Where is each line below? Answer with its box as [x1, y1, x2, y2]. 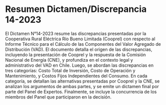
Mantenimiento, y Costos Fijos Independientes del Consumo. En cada [5, 73, 148, 79]
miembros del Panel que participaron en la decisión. [5, 94, 112, 100]
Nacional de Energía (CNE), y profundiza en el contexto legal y [5, 57, 133, 63]
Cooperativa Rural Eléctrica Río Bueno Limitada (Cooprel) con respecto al [5, 36, 156, 42]
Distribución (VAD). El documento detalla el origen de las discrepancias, [5, 46, 153, 52]
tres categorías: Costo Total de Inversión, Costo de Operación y [5, 67, 136, 73]
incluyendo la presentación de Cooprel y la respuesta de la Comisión [5, 51, 146, 58]
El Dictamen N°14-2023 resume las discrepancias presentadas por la [5, 30, 147, 36]
